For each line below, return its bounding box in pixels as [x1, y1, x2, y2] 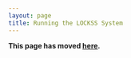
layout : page [8, 11, 52, 20]
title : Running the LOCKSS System [8, 19, 124, 27]
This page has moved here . [8, 41, 101, 50]
